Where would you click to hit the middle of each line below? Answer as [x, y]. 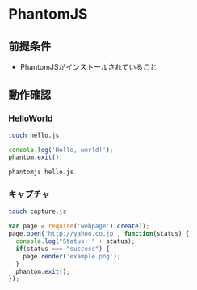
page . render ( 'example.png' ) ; [72, 256]
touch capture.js [38, 211]
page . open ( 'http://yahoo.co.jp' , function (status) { [99, 234]
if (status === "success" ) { [63, 249]
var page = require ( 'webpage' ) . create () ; [79, 226]
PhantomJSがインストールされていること [88, 67]
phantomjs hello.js [41, 172]
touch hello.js [34, 135]
